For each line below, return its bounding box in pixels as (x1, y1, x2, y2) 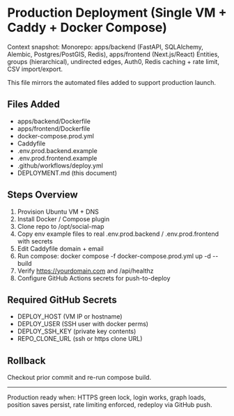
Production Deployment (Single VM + (7, 5, 227, 21)
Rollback (7, 355, 46, 367)
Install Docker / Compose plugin (17, 214, 110, 223)
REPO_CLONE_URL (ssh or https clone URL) (17, 335, 143, 343)
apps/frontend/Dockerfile (17, 124, 91, 133)
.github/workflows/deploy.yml (17, 161, 103, 170)
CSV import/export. (7, 65, 63, 73)
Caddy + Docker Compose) (7, 19, 167, 35)
